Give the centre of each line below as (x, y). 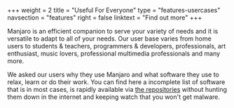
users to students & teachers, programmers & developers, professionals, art (117, 46)
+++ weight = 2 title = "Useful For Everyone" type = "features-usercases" (114, 10)
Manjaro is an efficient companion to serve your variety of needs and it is (113, 31)
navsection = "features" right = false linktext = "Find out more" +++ (105, 18)
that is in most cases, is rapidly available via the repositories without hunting (117, 89)
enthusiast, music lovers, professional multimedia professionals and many (114, 53)
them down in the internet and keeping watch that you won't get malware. (114, 97)
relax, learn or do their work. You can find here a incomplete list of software (116, 82)
